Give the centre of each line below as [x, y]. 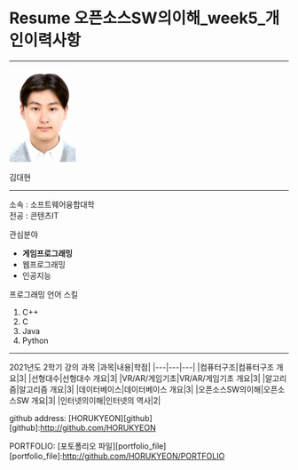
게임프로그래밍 [47, 253]
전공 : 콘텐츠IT [34, 215]
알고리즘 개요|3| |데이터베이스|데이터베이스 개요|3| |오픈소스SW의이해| [141, 389]
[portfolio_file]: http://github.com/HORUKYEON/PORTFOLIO [117, 456]
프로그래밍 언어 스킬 [43, 294]
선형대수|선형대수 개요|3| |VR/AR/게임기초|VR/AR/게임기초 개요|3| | [148, 378]
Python [35, 340]
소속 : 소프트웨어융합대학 [52, 204]
